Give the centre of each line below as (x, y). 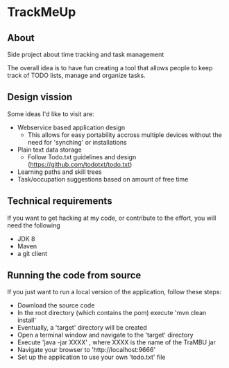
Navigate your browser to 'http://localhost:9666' (86, 350)
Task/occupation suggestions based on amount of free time (103, 179)
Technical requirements (60, 201)
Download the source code (56, 305)
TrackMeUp (42, 12)
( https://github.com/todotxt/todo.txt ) (80, 164)
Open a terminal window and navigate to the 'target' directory (105, 335)
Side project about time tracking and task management (86, 54)
